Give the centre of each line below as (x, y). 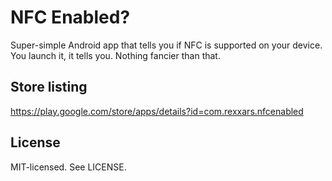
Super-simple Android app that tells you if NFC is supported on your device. (166, 45)
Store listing (49, 87)
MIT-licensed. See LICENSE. (68, 167)
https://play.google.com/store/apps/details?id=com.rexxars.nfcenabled (157, 111)
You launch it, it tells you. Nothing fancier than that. (115, 55)
